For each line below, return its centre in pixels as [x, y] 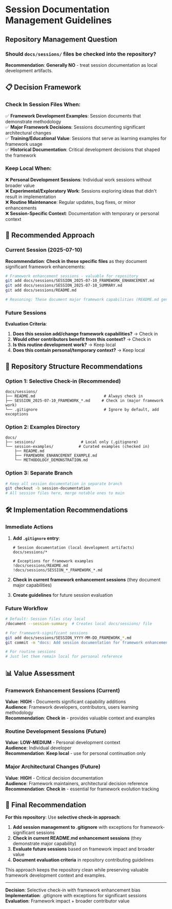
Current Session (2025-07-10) [44, 250]
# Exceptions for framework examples [53, 561]
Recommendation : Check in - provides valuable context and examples [80, 718]
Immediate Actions [29, 527]
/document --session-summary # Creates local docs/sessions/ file [79, 623]
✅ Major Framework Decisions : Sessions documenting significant [75, 127]
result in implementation [31, 197]
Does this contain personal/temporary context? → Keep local [79, 350]
